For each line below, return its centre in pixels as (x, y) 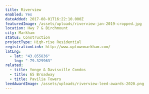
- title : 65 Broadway (32, 75)
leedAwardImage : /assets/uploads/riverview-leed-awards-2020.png (74, 84)
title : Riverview (23, 10)
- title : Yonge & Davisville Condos (48, 70)
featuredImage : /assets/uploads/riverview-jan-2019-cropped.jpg (73, 24)
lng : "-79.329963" (33, 61)
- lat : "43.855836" (30, 56)
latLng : (13, 51)
